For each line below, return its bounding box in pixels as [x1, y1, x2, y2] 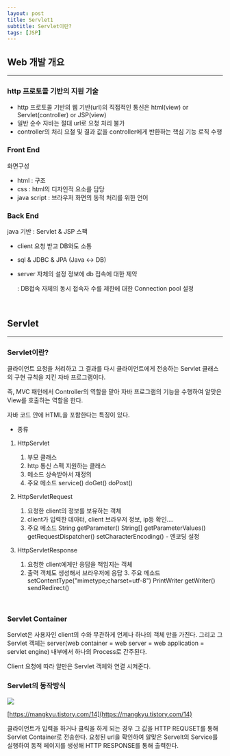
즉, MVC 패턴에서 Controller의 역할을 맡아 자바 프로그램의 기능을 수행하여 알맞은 [7, 388, 222, 396]
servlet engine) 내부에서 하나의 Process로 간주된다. [7, 648, 147, 656]
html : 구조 [16, 176, 46, 184]
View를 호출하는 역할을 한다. [7, 396, 84, 404]
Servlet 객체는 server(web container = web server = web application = [7, 639, 205, 648]
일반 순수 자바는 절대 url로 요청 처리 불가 [16, 119, 125, 127]
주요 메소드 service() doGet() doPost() [27, 479, 133, 487]
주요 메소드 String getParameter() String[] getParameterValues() [27, 524, 206, 532]
